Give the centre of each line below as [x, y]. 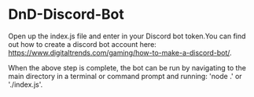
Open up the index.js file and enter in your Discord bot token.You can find [127, 36]
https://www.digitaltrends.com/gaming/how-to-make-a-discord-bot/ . [120, 52]
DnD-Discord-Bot [66, 14]
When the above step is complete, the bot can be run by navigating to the [127, 67]
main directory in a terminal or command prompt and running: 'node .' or [125, 76]
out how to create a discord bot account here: [83, 44]
